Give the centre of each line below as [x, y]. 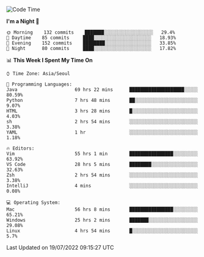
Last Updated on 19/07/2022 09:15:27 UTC [60, 248]
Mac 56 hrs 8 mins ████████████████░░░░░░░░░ [102, 209]
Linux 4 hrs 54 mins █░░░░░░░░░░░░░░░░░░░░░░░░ [102, 231]
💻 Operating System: [34, 203]
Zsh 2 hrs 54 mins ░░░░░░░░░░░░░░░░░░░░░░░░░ [102, 175]
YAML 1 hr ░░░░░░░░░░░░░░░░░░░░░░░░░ [102, 132]
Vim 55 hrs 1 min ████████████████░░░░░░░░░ [102, 154]
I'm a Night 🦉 [23, 21]
